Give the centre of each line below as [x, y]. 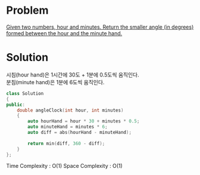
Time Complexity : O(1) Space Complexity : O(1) [65, 166]
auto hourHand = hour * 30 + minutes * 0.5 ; [84, 121]
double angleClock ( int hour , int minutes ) [70, 110]
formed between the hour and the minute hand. [64, 33]
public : [16, 105]
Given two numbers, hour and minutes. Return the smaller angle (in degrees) [100, 27]
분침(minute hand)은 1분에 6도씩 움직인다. [55, 82]
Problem [27, 10]
